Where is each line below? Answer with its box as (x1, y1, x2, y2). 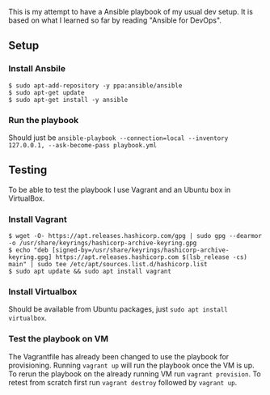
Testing (8, 164, 48, 177)
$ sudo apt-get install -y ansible (8, 96, 129, 104)
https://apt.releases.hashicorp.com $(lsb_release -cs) (55, 253, 248, 261)
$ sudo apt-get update (8, 88, 85, 96)
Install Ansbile (8, 63, 66, 74)
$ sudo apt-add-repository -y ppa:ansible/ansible (8, 81, 183, 90)
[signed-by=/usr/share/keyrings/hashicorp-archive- (51, 246, 230, 254)
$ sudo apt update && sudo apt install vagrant (8, 267, 172, 276)
